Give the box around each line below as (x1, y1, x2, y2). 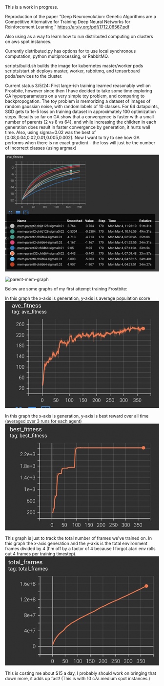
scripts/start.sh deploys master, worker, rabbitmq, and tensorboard (5, 68, 140, 74)
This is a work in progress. (5, 4, 59, 10)
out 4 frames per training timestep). (5, 551, 77, 557)
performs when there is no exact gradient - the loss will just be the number (5, 140, 155, 146)
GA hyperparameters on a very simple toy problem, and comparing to (5, 93, 145, 99)
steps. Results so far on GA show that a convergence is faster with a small (5, 114, 154, 119)
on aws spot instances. (5, 39, 52, 44)
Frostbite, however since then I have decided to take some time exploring (5, 88, 153, 93)
